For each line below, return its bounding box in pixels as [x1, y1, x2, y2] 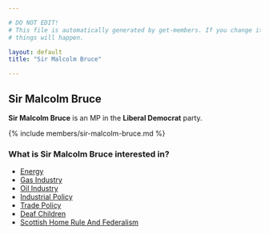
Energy [19, 167, 44, 176]
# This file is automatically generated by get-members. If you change [8, 26, 252, 34]
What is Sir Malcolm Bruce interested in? [8, 149, 170, 160]
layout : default [8, 48, 62, 56]
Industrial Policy [19, 192, 74, 202]
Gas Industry [19, 175, 62, 184]
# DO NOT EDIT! [8, 18, 59, 26]
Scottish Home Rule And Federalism [19, 217, 139, 228]
